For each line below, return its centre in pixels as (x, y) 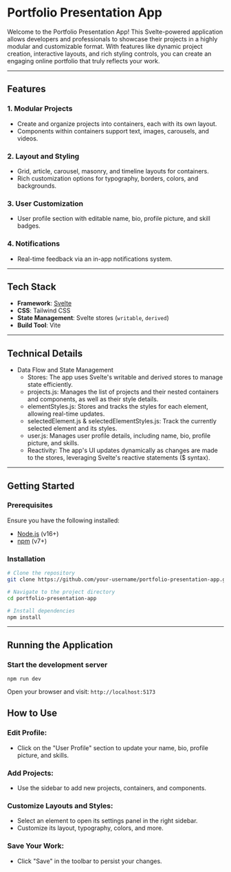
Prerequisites (30, 505)
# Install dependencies (41, 610)
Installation (26, 559)
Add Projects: (30, 773)
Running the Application (60, 645)
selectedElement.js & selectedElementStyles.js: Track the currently (122, 421)
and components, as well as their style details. (93, 399)
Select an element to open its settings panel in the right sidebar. (107, 821)
